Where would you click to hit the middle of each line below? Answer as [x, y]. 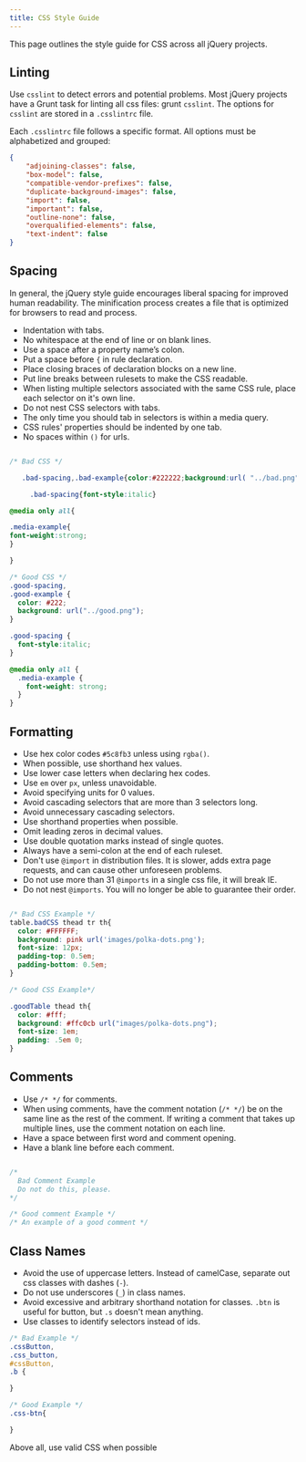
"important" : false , [65, 209]
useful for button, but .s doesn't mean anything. [113, 1312]
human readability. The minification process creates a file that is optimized [149, 303]
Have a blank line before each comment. [98, 1147]
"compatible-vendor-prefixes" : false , [99, 183]
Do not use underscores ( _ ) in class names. [104, 1292]
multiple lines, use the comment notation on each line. [124, 1128]
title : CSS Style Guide [55, 18]
